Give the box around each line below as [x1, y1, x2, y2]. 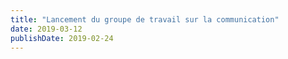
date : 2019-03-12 [10, 24, 83, 34]
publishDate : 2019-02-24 [10, 33, 114, 43]
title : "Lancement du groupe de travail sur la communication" [10, 14, 280, 25]
